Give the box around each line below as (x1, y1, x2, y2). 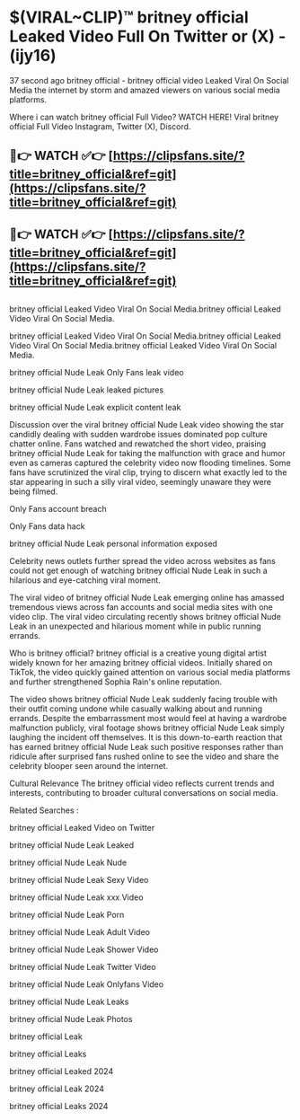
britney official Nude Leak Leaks (9, 996, 129, 1008)
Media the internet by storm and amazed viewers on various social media (9, 84, 280, 95)
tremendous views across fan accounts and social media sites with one (9, 602, 273, 613)
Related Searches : (9, 805, 79, 816)
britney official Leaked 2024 (9, 1066, 114, 1077)
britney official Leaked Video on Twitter (9, 823, 155, 833)
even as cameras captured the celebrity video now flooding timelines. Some (9, 457, 291, 469)
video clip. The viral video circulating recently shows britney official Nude (9, 612, 281, 622)
